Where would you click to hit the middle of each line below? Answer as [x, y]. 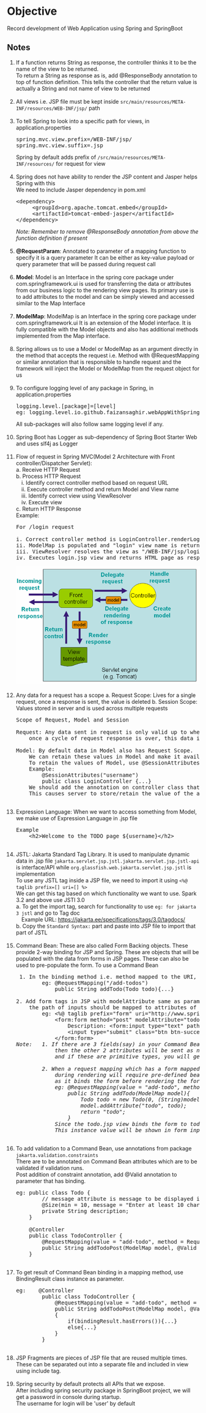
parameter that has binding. [51, 1181]
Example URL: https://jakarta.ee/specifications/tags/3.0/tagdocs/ [103, 919]
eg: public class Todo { [53, 1192]
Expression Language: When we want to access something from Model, [106, 812]
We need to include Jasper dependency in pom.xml [81, 190]
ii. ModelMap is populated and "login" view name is [97, 545]
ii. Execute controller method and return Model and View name [100, 489]
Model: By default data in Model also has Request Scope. [105, 750]
